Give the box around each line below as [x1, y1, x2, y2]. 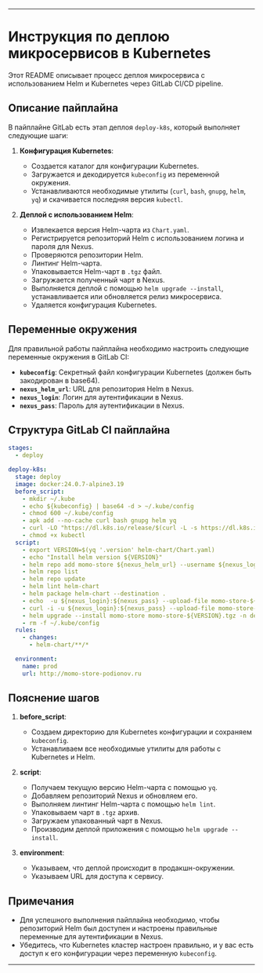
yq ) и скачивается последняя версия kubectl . [31, 194, 183, 204]
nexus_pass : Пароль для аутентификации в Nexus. [19, 401, 185, 410]
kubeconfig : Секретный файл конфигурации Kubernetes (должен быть [19, 367, 252, 377]
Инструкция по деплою [8, 28, 170, 46]
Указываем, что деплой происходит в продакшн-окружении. [31, 863, 235, 872]
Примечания [8, 894, 74, 908]
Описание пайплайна [8, 101, 119, 115]
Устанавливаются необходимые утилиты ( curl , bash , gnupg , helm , [31, 186, 247, 196]
